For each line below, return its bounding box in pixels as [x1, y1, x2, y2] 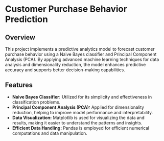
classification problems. [12, 99, 61, 105]
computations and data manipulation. [12, 130, 87, 136]
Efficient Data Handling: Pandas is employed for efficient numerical [12, 125, 149, 131]
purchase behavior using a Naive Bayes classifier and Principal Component [5, 51, 157, 57]
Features [5, 81, 33, 89]
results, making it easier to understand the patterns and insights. [12, 120, 142, 125]
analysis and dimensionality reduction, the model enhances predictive [5, 62, 146, 67]
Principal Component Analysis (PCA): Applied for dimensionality [12, 104, 144, 110]
